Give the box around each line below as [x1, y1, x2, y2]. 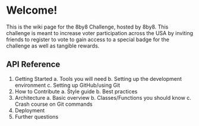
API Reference [6, 59, 61, 70]
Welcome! [6, 4, 58, 17]
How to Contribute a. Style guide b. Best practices [14, 87, 138, 95]
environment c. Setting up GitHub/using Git [14, 81, 121, 89]
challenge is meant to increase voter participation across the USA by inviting [6, 29, 194, 36]
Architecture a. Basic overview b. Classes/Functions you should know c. [14, 94, 191, 101]
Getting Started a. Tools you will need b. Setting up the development [14, 75, 182, 82]
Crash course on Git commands [14, 100, 93, 108]
